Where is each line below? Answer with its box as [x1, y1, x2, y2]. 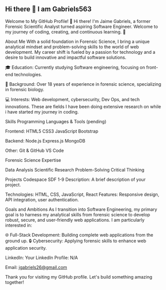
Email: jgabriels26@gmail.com [5, 264, 67, 270]
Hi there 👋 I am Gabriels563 [5, 5, 92, 13]
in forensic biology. [5, 86, 44, 92]
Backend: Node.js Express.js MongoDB [5, 138, 86, 144]
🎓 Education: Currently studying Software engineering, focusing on [5, 64, 146, 70]
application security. [5, 245, 47, 251]
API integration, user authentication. [5, 196, 79, 202]
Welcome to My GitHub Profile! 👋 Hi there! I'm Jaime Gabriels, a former [5, 18, 151, 24]
